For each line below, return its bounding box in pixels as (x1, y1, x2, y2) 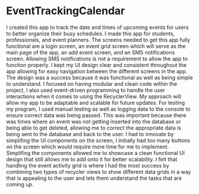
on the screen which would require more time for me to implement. (6, 143, 169, 150)
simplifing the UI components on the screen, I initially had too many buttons (6, 137, 191, 144)
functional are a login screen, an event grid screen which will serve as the (6, 43, 186, 50)
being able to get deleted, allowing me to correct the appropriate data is (6, 124, 182, 131)
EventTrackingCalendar (6, 4, 126, 18)
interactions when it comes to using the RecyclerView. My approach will (6, 93, 182, 100)
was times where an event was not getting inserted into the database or (6, 118, 181, 125)
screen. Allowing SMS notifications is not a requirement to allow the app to (6, 55, 188, 62)
